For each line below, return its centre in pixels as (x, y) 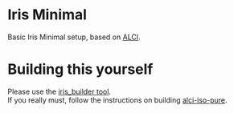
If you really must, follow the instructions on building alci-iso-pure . (117, 100)
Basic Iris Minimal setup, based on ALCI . (74, 37)
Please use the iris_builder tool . (60, 91)
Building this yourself (80, 69)
